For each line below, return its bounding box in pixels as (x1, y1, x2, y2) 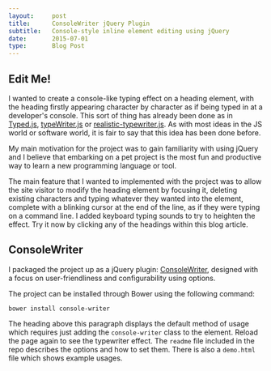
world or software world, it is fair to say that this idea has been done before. (8, 127, 261, 138)
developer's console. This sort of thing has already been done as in (8, 110, 233, 120)
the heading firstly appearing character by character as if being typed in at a (8, 102, 263, 112)
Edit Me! (8, 72, 51, 86)
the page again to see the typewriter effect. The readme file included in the (8, 335, 255, 345)
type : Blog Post (8, 42, 85, 50)
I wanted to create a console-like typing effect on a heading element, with (8, 93, 255, 103)
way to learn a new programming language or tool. (8, 160, 176, 170)
